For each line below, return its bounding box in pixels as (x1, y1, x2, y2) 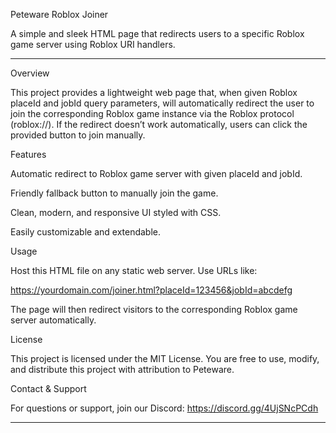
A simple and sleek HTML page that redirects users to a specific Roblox (10, 28, 305, 39)
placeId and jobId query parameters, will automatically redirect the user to (10, 97, 315, 109)
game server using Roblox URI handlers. (10, 39, 176, 50)
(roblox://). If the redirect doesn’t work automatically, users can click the (10, 119, 308, 130)
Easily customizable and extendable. (10, 226, 162, 238)
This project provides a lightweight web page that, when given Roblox (10, 87, 298, 98)
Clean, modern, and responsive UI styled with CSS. (10, 207, 222, 218)
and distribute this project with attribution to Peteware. (10, 364, 235, 375)
